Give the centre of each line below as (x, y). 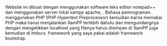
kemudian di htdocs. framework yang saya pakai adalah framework (74, 33)
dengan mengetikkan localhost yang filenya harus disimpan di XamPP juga (82, 28)
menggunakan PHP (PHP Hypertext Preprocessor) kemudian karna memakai (84, 17)
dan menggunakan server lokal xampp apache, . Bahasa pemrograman (78, 12)
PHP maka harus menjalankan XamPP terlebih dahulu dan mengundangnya (82, 23)
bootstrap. (16, 38)
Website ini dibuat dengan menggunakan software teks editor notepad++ (80, 7)
